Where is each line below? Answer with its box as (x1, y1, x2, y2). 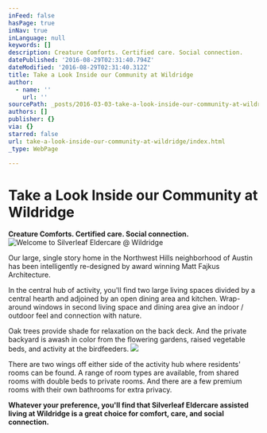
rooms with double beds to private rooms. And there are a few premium (8, 376, 242, 386)
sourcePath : (8, 100, 48, 108)
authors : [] (8, 108, 48, 116)
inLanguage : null (8, 33, 66, 42)
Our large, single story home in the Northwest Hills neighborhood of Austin (8, 253, 253, 263)
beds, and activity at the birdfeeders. (8, 344, 130, 354)
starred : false (8, 130, 59, 138)
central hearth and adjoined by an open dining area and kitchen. (8, 294, 219, 303)
